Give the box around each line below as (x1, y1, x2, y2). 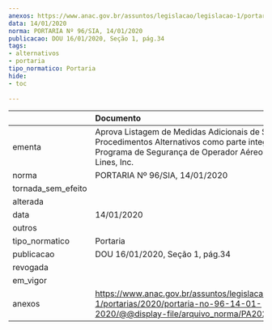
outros (12, 222, 38, 234)
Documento (95, 112, 142, 124)
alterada (12, 196, 45, 207)
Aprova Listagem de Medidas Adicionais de (95, 126, 261, 137)
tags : (8, 42, 27, 50)
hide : (8, 72, 27, 80)
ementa (12, 142, 42, 153)
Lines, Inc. (95, 157, 134, 168)
